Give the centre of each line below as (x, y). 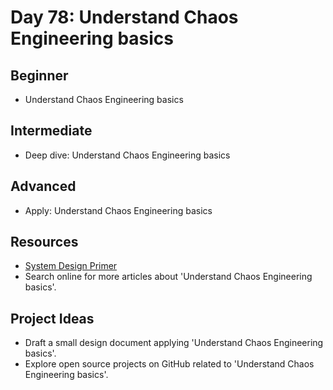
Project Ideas (52, 318)
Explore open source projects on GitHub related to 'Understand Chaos (169, 364)
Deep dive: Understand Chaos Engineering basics (127, 155)
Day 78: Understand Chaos (124, 17)
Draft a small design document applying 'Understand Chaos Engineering (174, 343)
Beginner (39, 75)
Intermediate (51, 131)
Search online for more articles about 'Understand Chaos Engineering (168, 277)
